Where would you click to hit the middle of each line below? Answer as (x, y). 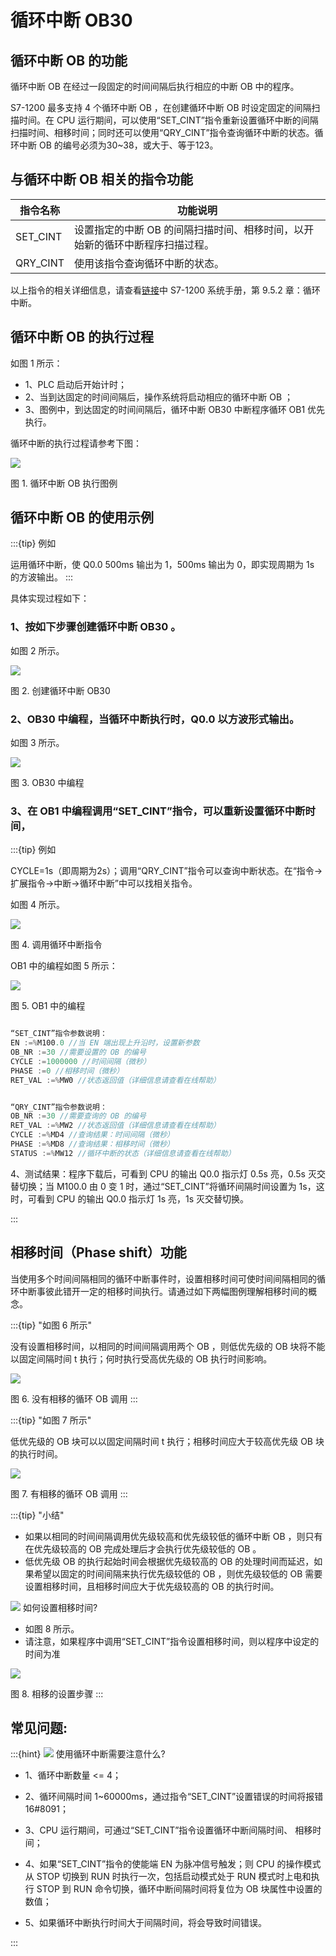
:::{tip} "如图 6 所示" (51, 1325)
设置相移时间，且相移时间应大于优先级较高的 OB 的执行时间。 (152, 1586)
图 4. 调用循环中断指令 (56, 945)
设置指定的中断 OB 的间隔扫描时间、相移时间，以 (189, 229)
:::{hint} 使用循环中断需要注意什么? (88, 1754)
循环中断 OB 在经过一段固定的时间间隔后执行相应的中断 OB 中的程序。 (155, 86)
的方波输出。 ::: (42, 577)
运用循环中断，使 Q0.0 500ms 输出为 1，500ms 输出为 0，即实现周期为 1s (162, 565)
